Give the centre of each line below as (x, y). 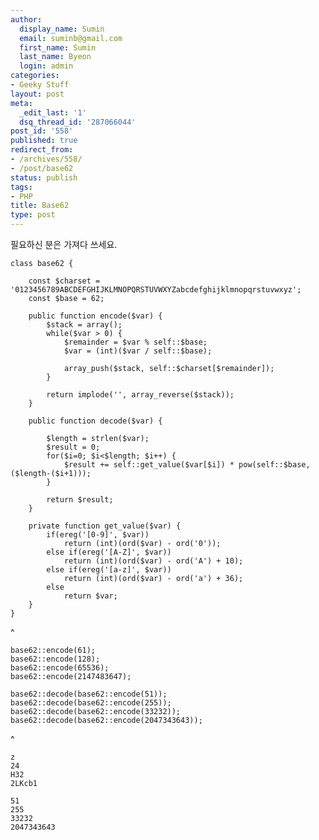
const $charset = (64, 281)
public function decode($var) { (95, 421)
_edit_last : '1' (53, 112)
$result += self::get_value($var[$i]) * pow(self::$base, (187, 465)
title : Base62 (40, 206)
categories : (35, 76)
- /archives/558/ (46, 159)
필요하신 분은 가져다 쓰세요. (64, 244)
